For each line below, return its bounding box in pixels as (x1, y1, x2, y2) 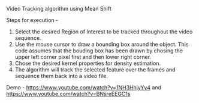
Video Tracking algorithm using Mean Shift (6, 5, 112, 12)
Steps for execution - (6, 17, 59, 23)
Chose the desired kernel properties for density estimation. (14, 60, 161, 67)
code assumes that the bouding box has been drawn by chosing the (14, 47, 183, 54)
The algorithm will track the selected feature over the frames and (14, 66, 176, 73)
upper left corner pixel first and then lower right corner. (14, 54, 152, 60)
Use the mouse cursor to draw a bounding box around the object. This (14, 41, 189, 48)
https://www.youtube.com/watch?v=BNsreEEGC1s (6, 90, 131, 97)
